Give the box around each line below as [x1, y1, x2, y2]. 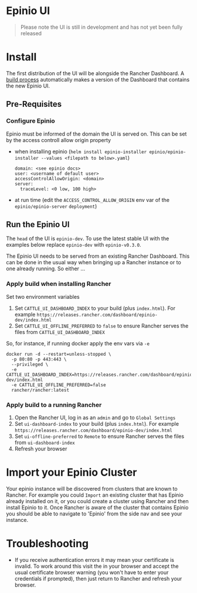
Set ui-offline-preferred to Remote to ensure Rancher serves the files [14, 433, 185, 440]
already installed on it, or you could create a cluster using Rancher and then [6, 497, 189, 504]
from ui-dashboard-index [14, 439, 75, 446]
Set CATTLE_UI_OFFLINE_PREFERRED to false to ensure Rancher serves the [14, 322, 189, 329]
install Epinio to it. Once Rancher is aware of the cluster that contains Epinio [6, 504, 189, 511]
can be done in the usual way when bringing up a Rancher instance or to [6, 259, 182, 266]
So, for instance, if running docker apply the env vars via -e [6, 339, 150, 347]
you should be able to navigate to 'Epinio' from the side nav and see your [6, 510, 183, 517]
